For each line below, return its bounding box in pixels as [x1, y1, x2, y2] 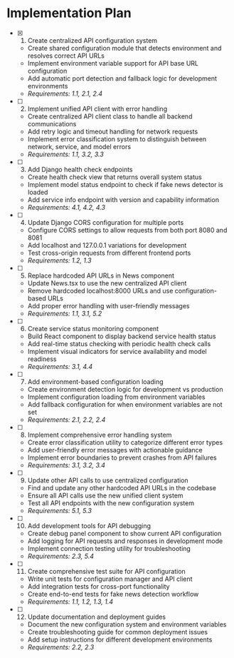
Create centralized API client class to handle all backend [27, 112, 193, 121]
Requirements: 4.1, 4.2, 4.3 [27, 203, 106, 211]
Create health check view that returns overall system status [27, 173, 202, 181]
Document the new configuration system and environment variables [27, 619, 227, 629]
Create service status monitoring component [27, 324, 159, 333]
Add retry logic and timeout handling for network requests [27, 127, 198, 136]
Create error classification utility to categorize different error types [27, 437, 223, 447]
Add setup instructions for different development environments [27, 635, 213, 644]
